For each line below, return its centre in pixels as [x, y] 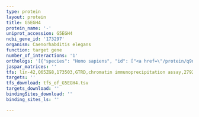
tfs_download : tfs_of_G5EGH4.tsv [47, 83]
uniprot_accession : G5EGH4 [39, 34]
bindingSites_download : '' [39, 94]
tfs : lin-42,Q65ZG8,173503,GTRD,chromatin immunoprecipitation [86, 72]
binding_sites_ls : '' [33, 99]
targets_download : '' [33, 89]
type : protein [24, 12]
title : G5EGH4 [24, 22]
